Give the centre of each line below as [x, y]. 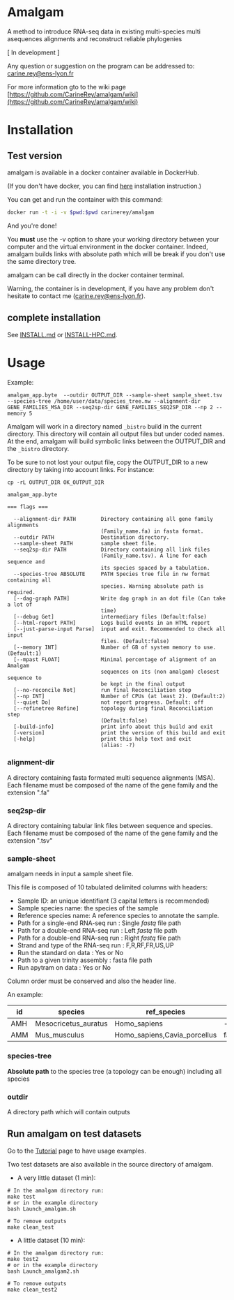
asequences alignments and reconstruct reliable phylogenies [95, 38]
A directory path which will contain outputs [69, 1112]
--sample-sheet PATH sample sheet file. [85, 543]
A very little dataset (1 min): [56, 1178]
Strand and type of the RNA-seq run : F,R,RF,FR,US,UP [95, 945]
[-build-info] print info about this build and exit [114, 727]
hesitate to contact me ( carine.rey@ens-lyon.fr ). [77, 296]
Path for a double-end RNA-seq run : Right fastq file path [99, 938]
